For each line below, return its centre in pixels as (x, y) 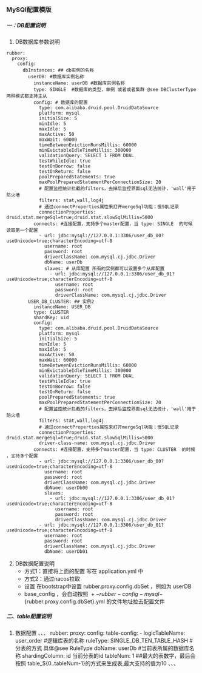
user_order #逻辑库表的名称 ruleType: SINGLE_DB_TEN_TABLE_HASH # (104, 640)
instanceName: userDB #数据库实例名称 (79, 83)
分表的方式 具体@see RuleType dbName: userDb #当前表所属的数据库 (102, 648)
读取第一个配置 (22, 230)
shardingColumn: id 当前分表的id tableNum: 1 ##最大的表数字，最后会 (109, 655)
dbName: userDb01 (66, 551)
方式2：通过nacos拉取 (52, 578)
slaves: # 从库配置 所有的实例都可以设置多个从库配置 (105, 268)
